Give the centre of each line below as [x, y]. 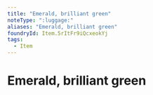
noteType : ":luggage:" [40, 20]
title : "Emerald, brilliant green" [59, 14]
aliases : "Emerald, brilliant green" [62, 27]
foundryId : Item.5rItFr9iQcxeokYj [58, 33]
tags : [15, 40]
